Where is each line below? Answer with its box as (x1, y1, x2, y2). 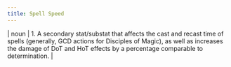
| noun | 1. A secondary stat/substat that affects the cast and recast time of (7, 29, 224, 38)
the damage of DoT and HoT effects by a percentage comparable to (7, 44, 204, 52)
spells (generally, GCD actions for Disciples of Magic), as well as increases (7, 36, 223, 45)
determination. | (7, 52, 53, 60)
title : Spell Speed (7, 10, 65, 17)
